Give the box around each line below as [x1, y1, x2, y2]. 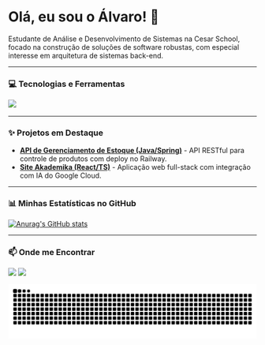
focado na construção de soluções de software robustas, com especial [8, 42, 240, 51]
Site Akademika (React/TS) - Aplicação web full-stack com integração [19, 162, 251, 171]
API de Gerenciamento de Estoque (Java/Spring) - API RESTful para [19, 145, 244, 155]
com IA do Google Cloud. [19, 171, 102, 180]
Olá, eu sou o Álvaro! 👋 [8, 8, 159, 26]
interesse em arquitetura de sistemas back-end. [8, 51, 164, 60]
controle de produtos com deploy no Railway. [19, 154, 167, 163]
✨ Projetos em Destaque [8, 127, 104, 138]
